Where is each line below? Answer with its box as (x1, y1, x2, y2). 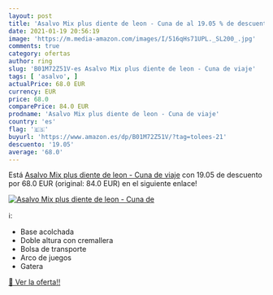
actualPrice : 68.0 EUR (8, 80, 85, 88)
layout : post (8, 11, 53, 20)
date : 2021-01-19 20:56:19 (8, 27, 100, 35)
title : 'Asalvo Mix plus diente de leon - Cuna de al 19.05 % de (8, 20, 234, 28)
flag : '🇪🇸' (8, 125, 49, 133)
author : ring (8, 58, 53, 66)
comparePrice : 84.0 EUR (8, 102, 89, 111)
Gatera (19, 262, 43, 271)
